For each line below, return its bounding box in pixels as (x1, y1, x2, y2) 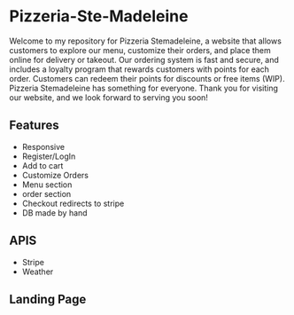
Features (9, 118, 59, 133)
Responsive (21, 141, 65, 152)
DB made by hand (21, 207, 88, 218)
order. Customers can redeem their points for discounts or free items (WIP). (9, 73, 285, 83)
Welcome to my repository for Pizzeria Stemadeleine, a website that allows (9, 35, 282, 46)
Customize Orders (21, 169, 89, 180)
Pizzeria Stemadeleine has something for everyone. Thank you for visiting (9, 83, 279, 93)
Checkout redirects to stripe (21, 198, 125, 209)
